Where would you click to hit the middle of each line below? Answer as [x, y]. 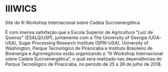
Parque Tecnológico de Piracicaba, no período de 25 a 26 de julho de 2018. [84, 64]
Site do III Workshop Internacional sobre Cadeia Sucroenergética [73, 22]
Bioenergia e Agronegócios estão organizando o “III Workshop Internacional [84, 53]
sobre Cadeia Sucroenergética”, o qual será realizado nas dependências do [84, 58]
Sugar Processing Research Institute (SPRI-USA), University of [83, 42]
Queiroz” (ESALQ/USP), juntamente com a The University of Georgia [76, 37]
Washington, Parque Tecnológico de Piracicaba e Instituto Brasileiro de [79, 48]
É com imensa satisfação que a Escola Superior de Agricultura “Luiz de [79, 32]
